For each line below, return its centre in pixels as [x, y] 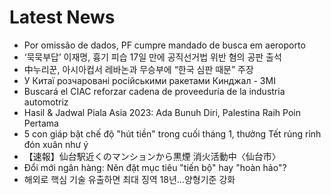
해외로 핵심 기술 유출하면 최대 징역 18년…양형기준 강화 [129, 179]
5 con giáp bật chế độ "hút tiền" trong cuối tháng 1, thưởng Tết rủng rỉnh [172, 133]
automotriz [46, 102]
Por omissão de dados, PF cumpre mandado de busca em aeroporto [164, 45]
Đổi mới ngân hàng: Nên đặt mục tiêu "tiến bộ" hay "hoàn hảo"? [155, 167]
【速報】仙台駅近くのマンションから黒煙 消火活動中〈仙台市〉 [152, 156]
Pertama [41, 123]
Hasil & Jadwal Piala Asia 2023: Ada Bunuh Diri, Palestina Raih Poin [162, 112]
